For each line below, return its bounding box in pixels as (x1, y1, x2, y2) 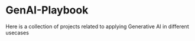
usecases (5, 29, 29, 36)
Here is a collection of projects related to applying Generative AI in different (5, 23, 190, 30)
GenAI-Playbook (5, 4, 89, 17)
